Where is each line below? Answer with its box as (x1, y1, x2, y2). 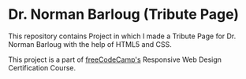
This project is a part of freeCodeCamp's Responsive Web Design (8, 55, 222, 64)
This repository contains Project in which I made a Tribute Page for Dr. (8, 31, 237, 41)
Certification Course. (8, 63, 76, 72)
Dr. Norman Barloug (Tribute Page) (8, 5, 239, 23)
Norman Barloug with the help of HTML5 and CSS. (8, 39, 172, 48)
